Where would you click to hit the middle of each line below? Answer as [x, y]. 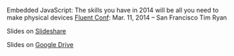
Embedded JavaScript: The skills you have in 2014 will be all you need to [113, 10]
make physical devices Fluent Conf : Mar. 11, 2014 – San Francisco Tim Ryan [117, 17]
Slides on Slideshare [37, 31]
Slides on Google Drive [40, 44]
